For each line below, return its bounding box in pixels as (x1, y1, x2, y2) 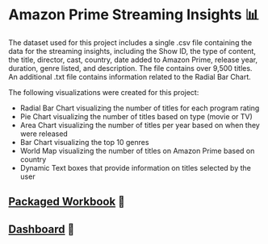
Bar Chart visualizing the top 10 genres (19, 137, 149, 147)
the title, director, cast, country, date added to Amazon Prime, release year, (8, 55, 258, 64)
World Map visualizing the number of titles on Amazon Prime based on (19, 146, 255, 155)
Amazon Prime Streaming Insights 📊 (8, 6, 260, 24)
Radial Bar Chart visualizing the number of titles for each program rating (19, 103, 260, 113)
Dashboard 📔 (8, 222, 75, 236)
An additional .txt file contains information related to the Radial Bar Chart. (8, 72, 252, 81)
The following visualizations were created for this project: (8, 87, 199, 97)
